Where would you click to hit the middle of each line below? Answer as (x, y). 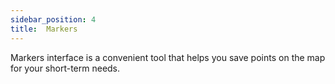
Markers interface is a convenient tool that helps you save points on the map (168, 57)
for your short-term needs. (65, 68)
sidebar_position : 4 (53, 19)
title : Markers (44, 29)
